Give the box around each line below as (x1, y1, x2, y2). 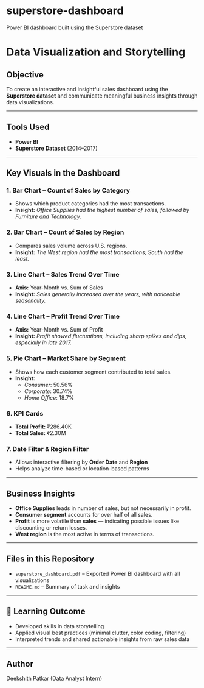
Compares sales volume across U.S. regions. (15, 242, 127, 249)
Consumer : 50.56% (24, 381, 73, 388)
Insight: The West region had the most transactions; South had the (15, 248, 183, 256)
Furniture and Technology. (15, 213, 81, 220)
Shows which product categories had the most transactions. (15, 200, 166, 207)
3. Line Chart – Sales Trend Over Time (6, 270, 120, 278)
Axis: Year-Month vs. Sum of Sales (15, 284, 103, 291)
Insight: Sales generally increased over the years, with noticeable (15, 291, 181, 298)
